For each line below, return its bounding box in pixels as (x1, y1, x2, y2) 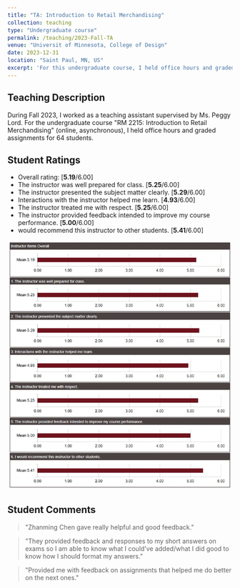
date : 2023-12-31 (7, 49, 59, 56)
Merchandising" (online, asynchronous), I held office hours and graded (7, 126, 216, 134)
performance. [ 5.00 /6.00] (17, 219, 94, 227)
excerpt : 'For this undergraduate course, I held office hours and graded (7, 64, 235, 71)
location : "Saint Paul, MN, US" (7, 57, 104, 64)
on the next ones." (24, 573, 79, 582)
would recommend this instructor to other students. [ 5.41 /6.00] (17, 226, 204, 235)
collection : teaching (7, 19, 72, 26)
